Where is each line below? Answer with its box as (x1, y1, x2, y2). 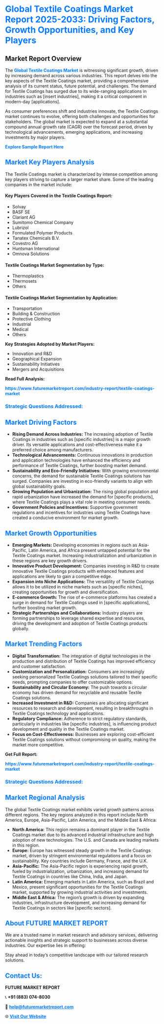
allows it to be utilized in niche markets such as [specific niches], (12, 584, 143, 589)
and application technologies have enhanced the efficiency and (12, 457, 141, 463)
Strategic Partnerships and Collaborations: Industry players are (12, 610, 143, 615)
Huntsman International (12, 246, 60, 252)
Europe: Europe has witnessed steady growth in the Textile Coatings (12, 847, 151, 853)
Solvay (12, 204, 26, 210)
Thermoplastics (12, 273, 44, 279)
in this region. (12, 842, 40, 848)
